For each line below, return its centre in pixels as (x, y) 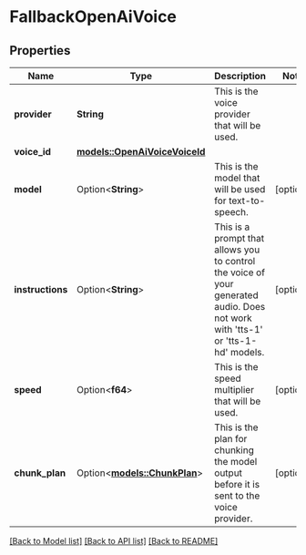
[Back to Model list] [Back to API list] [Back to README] (114, 541)
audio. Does (240, 307)
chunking (234, 450)
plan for (230, 439)
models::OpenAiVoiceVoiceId (141, 152)
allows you (237, 250)
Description (240, 76)
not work (233, 318)
